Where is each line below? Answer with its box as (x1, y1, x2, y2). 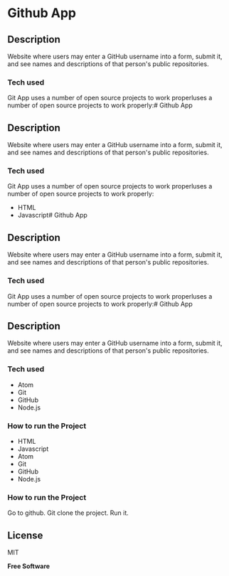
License (7, 529, 43, 541)
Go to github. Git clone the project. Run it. (7, 508, 129, 517)
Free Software (7, 562, 50, 570)
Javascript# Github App (17, 211, 87, 220)
